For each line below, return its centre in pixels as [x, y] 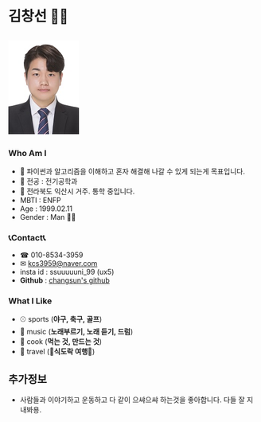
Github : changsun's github [64, 280]
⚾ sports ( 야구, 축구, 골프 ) [61, 319]
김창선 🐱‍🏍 [39, 16]
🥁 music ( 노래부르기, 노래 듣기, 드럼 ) [76, 332]
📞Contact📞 [27, 237]
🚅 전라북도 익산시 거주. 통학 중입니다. [77, 191]
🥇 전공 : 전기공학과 [49, 181]
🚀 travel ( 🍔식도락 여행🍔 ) [57, 352]
